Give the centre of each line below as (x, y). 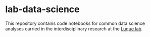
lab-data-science (42, 9)
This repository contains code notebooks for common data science (75, 23)
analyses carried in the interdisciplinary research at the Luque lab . (74, 28)
